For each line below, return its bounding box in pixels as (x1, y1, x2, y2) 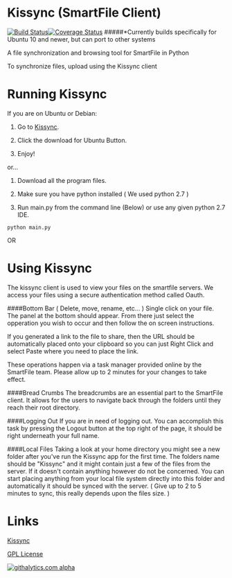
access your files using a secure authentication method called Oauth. (7, 290, 205, 299)
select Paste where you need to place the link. (7, 347, 139, 355)
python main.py (7, 224, 51, 231)
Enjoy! (17, 149, 35, 157)
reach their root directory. (7, 403, 81, 412)
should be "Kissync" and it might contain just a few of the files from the (7, 459, 211, 468)
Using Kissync (7, 261, 92, 277)
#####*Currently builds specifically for (104, 28, 217, 36)
